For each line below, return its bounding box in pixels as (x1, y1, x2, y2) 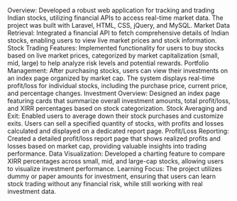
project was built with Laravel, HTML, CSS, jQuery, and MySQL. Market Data (7, 21, 231, 29)
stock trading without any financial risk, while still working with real (7, 180, 204, 188)
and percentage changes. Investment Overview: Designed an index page (7, 89, 221, 97)
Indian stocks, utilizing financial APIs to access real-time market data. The (7, 13, 224, 22)
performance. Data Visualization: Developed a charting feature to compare (7, 149, 226, 158)
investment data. (7, 188, 57, 195)
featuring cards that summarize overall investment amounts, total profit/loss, (7, 97, 231, 105)
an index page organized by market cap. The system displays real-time (7, 74, 215, 82)
